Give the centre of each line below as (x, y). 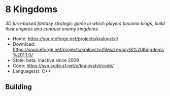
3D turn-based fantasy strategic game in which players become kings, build (85, 23)
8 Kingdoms (31, 9)
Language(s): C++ (32, 71)
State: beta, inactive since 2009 (46, 60)
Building (19, 87)
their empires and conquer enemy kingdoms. (52, 28)
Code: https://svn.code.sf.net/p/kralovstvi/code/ (63, 66)
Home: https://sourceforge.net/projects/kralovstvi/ (65, 39)
